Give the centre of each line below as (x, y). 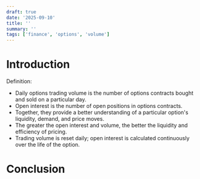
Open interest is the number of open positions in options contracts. (99, 106)
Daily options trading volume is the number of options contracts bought (104, 93)
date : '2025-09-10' (31, 18)
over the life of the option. (47, 145)
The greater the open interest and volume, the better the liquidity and (101, 126)
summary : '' (21, 29)
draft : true (21, 12)
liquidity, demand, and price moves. (60, 119)
